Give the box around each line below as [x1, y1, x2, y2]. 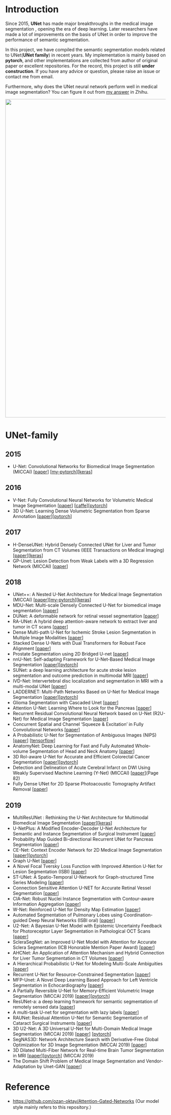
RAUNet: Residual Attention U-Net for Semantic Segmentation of [12, 1015, 149, 1021]
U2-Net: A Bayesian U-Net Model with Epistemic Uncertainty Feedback [12, 923, 162, 929]
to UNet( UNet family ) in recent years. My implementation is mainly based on [5, 52, 166, 58]
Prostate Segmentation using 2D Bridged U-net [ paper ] [12, 651, 129, 657]
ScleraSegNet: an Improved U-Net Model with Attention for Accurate [12, 939, 157, 945]
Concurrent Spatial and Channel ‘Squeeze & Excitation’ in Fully [12, 721, 144, 727]
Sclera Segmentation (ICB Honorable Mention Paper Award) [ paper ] [12, 944, 155, 950]
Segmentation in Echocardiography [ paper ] [12, 982, 104, 989]
